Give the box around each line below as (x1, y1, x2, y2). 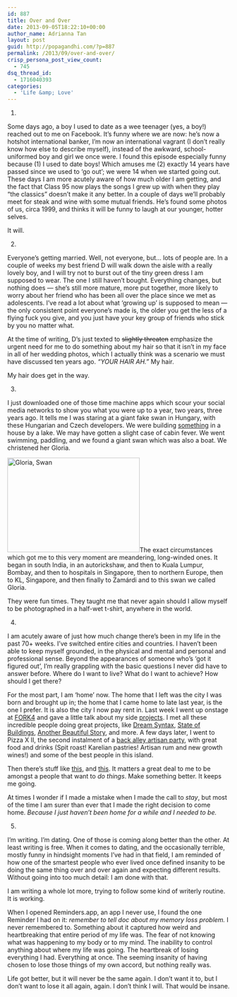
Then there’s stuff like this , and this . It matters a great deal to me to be (7, 764, 211, 773)
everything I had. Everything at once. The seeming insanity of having (7, 953, 207, 962)
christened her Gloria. (7, 443, 71, 453)
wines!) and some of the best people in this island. (7, 751, 154, 759)
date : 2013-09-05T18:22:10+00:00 (7, 23, 106, 30)
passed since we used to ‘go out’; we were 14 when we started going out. (7, 168, 221, 176)
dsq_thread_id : (7, 69, 52, 76)
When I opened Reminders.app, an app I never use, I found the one (7, 908, 202, 916)
